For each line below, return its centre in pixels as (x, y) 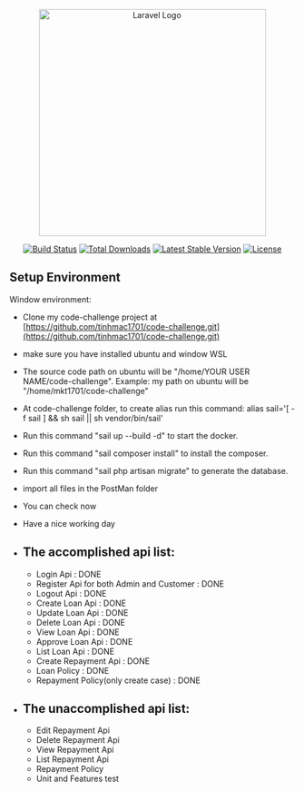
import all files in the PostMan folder (90, 488)
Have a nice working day (69, 523)
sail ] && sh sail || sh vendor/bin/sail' (95, 418)
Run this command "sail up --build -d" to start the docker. (130, 435)
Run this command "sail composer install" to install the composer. (145, 453)
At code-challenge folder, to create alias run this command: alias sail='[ (156, 408)
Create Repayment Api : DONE (93, 661)
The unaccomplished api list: (106, 709)
